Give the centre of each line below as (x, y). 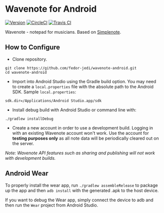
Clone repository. (30, 59)
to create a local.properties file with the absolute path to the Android (83, 86)
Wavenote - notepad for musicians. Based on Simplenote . (63, 32)
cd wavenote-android (26, 72)
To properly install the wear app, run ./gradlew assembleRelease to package (82, 185)
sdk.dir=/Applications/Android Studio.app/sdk (53, 101)
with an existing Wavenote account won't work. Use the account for (81, 133)
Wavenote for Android (51, 9)
